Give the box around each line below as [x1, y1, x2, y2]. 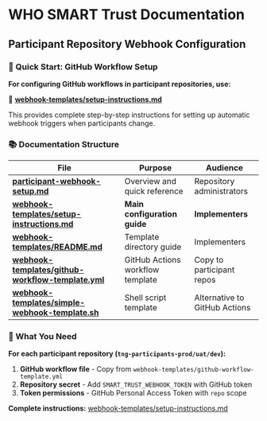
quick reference [124, 185, 184, 197]
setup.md [12, 185, 49, 197]
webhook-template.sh [12, 307, 99, 318]
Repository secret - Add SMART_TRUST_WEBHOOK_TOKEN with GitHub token [19, 380, 253, 389]
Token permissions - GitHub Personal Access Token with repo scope [19, 388, 247, 398]
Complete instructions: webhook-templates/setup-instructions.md [8, 403, 228, 413]
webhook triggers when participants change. [8, 118, 156, 128]
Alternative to [194, 292, 245, 303]
